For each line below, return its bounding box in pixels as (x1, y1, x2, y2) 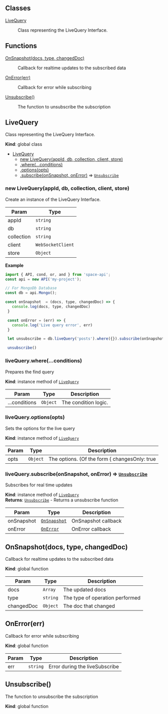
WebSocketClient (35, 242, 74, 248)
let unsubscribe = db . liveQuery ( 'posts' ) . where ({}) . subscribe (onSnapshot (7, 336, 164, 341)
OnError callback (71, 526, 111, 533)
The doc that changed (63, 602, 115, 609)
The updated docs (63, 586, 106, 593)
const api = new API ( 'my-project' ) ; (5, 276, 81, 282)
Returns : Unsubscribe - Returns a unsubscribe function (5, 497, 118, 503)
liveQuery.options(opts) (5, 414, 65, 421)
